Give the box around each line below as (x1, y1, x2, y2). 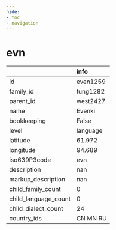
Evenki (76, 107, 96, 115)
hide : (6, 8, 20, 15)
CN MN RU (76, 214, 107, 223)
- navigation (6, 20, 39, 26)
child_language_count (9, 195, 71, 203)
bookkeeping (9, 117, 46, 125)
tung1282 (76, 88, 105, 96)
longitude (9, 146, 36, 154)
